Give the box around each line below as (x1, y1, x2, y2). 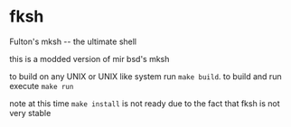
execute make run (9, 80, 74, 91)
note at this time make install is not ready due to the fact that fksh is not (9, 97, 280, 109)
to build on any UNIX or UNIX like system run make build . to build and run (9, 70, 282, 82)
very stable (9, 107, 52, 118)
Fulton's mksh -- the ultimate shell (9, 36, 137, 47)
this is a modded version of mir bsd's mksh (9, 53, 170, 64)
